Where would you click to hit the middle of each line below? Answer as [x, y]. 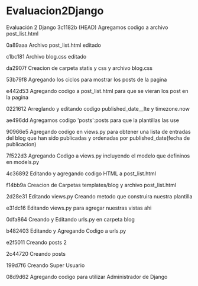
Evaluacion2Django [55, 11]
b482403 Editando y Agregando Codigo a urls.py [66, 231]
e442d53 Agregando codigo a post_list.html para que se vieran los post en [97, 91]
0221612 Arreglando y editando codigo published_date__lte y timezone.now [98, 108]
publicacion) [21, 144]
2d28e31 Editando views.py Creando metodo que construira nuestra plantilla [99, 196]
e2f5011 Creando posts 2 [36, 242]
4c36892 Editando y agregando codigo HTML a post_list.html [81, 173]
